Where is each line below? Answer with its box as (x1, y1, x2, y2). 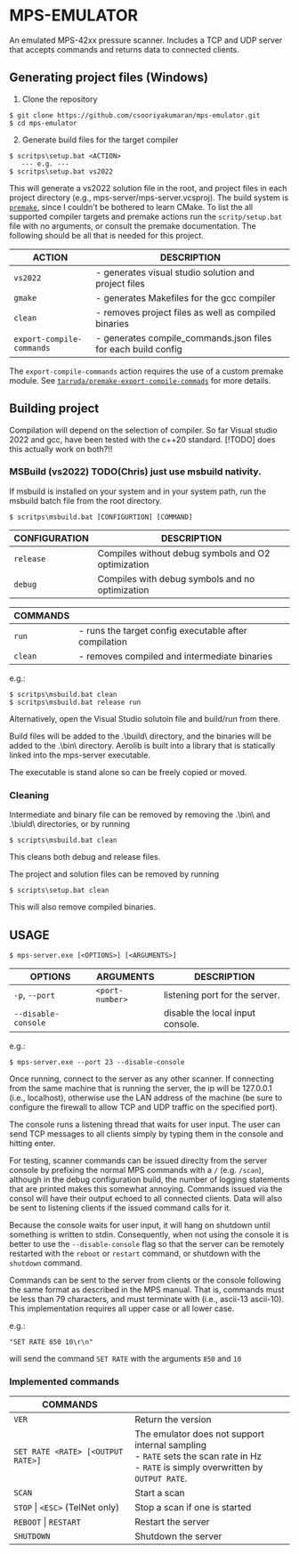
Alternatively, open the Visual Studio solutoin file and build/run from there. (9, 713, 280, 724)
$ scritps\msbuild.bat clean (9, 690, 117, 699)
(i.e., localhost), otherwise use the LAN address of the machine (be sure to (9, 1092, 283, 1103)
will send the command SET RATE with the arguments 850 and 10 (9, 1353, 242, 1364)
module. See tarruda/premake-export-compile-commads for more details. (9, 375, 271, 385)
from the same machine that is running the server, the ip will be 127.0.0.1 (9, 1082, 273, 1093)
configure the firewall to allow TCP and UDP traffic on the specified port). (9, 1101, 278, 1113)
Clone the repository (21, 93, 98, 104)
